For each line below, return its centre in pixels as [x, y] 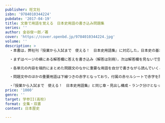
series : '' [16, 28]
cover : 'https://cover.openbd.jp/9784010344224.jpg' [60, 37]
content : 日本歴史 [23, 108]
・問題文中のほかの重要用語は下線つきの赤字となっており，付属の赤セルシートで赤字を [84, 77]
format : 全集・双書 [23, 104]
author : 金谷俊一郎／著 [27, 32]
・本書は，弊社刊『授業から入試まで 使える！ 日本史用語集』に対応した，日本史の [82, 50]
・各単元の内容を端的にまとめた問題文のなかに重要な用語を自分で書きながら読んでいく [84, 68]
